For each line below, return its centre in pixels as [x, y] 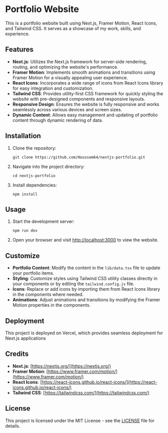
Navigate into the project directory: [49, 166]
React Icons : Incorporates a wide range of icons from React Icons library [88, 83]
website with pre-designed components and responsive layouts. [79, 99]
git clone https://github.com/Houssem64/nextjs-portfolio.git [79, 157]
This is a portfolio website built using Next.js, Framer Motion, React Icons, [81, 23]
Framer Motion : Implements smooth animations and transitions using [84, 72]
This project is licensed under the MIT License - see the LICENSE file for [80, 420]
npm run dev [25, 231]
